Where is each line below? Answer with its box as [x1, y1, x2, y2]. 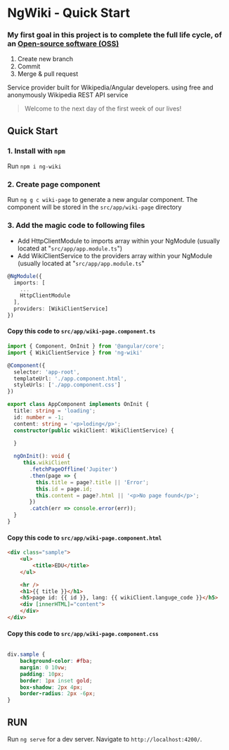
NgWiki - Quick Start [7, 5, 131, 21]
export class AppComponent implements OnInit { [7, 401, 150, 408]
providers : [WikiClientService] [13, 305, 109, 312]
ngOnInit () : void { [13, 452, 71, 460]
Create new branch [17, 55, 74, 63]
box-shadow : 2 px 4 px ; [20, 684, 83, 691]
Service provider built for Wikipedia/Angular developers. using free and [7, 83, 214, 92]
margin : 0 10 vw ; [20, 663, 68, 671]
